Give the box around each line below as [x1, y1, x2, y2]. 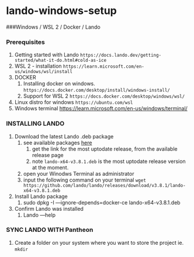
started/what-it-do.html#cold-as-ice [14, 57, 107, 64]
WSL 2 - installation [14, 62, 63, 70]
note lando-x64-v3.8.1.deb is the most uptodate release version [32, 158, 186, 165]
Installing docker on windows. [23, 80, 95, 87]
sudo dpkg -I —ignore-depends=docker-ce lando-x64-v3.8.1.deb [23, 199, 181, 206]
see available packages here [23, 139, 92, 146]
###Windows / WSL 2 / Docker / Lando [6, 23, 101, 30]
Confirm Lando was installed [14, 205, 84, 212]
